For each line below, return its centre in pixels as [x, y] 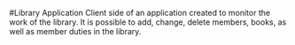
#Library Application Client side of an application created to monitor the [140, 13]
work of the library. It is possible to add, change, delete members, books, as [148, 22]
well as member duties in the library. [75, 31]
